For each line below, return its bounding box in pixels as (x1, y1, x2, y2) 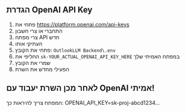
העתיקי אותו (14, 40, 43, 47)
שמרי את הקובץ (14, 59, 51, 66)
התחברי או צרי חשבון (14, 27, 63, 34)
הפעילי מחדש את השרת (14, 66, 69, 73)
